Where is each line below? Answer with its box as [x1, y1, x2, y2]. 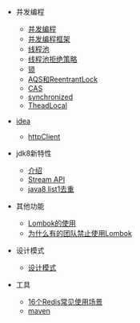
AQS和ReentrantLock [27, 75, 98, 84]
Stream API [27, 175, 66, 184]
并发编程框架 [27, 35, 70, 43]
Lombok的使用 [27, 218, 76, 228]
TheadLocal [27, 101, 68, 110]
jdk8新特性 [15, 148, 52, 158]
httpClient [27, 132, 61, 141]
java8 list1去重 [27, 184, 74, 193]
